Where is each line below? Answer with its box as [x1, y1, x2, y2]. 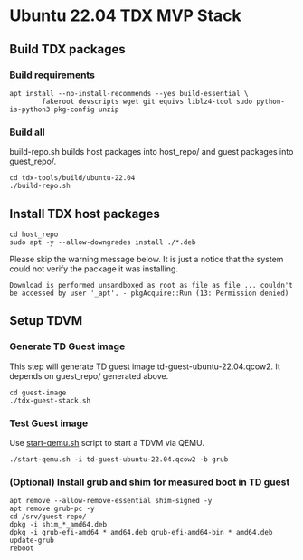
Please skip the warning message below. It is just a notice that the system [9, 253, 284, 264]
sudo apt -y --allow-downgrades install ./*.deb [9, 237, 196, 247]
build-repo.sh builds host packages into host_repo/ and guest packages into [9, 147, 294, 157]
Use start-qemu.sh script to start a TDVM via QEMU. [9, 437, 205, 448]
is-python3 [9, 105, 51, 114]
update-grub [9, 536, 54, 546]
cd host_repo [9, 230, 59, 239]
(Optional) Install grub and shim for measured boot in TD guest [9, 476, 290, 489]
